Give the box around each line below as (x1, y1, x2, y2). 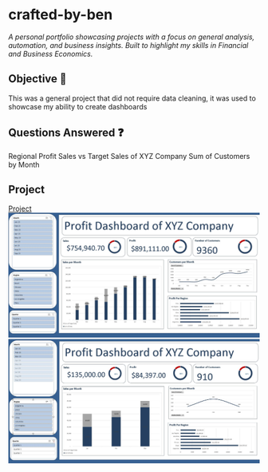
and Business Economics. (8, 49, 93, 58)
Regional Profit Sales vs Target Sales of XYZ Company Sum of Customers (8, 151, 250, 161)
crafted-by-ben (8, 6, 113, 24)
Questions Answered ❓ (8, 126, 124, 140)
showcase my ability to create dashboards (8, 101, 148, 111)
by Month (8, 160, 40, 169)
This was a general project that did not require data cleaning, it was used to (8, 93, 257, 103)
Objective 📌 (8, 72, 67, 85)
